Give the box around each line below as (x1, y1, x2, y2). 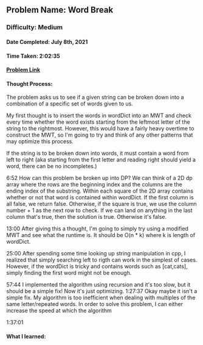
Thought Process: (6, 80, 53, 87)
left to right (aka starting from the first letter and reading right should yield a (6, 156, 196, 163)
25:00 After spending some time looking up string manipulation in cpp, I (6, 250, 186, 257)
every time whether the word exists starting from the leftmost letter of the (6, 118, 190, 126)
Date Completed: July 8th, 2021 (6, 38, 88, 45)
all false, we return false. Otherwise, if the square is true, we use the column (6, 201, 197, 208)
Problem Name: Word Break (6, 5, 114, 15)
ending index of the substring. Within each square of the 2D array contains (6, 187, 193, 194)
